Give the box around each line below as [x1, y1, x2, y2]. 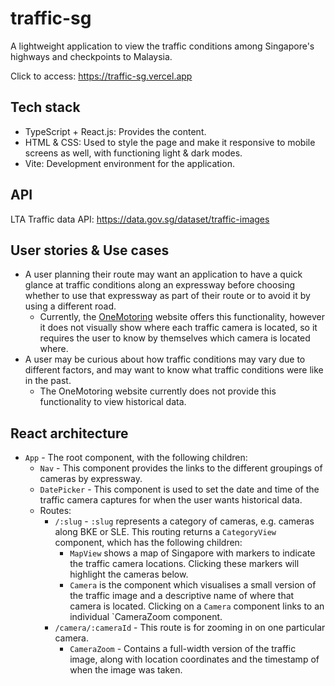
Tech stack [10, 99, 81, 116]
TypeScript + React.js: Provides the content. [24, 125, 207, 137]
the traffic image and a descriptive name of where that [69, 590, 295, 602]
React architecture [10, 425, 129, 442]
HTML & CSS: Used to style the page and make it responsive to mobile [24, 136, 316, 148]
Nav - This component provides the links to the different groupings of [39, 462, 323, 474]
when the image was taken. [69, 664, 183, 676]
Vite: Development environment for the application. [24, 157, 235, 169]
